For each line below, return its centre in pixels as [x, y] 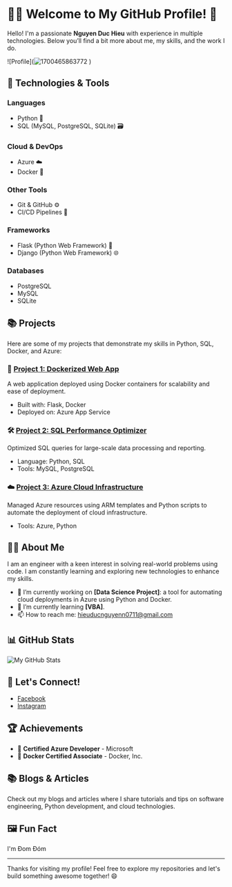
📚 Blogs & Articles [48, 779]
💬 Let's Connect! [44, 682]
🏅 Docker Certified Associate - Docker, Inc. [80, 756]
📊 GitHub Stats [41, 640]
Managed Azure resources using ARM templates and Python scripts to [107, 505]
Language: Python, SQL [51, 462]
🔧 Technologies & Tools [58, 83]
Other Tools [27, 190]
